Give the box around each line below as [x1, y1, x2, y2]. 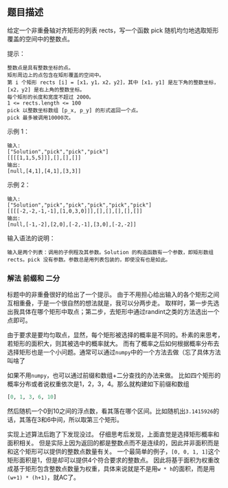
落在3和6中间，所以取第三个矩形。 [25, 415, 124, 423]
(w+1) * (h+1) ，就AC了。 [7, 473, 80, 481]
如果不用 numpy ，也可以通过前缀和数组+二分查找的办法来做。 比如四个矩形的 [7, 371, 221, 380]
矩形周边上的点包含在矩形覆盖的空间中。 [7, 72, 104, 78]
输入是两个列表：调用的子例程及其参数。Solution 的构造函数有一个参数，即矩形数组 [7, 248, 214, 256]
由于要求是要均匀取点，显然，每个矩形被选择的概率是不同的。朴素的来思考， [7, 331, 224, 339]
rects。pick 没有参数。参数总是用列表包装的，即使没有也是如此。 [7, 256, 171, 263]
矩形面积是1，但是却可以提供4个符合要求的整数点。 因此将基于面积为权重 [7, 456, 214, 464]
